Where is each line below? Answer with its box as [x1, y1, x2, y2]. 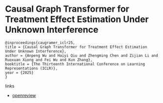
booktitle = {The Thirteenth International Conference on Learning [5, 62, 145, 66]
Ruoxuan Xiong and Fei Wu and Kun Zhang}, [5, 57, 93, 62]
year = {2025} [5, 70, 34, 75]
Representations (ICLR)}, [5, 66, 58, 71]
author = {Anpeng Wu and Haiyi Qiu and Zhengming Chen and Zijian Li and [5, 53, 159, 58]
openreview [12, 92, 36, 98]
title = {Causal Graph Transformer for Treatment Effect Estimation [5, 44, 147, 49]
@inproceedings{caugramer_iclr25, [5, 40, 76, 45]
